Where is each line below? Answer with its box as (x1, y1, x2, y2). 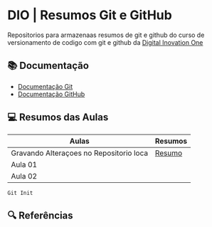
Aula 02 (11, 171, 38, 181)
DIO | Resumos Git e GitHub (7, 7, 172, 23)
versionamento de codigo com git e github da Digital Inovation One (7, 38, 203, 46)
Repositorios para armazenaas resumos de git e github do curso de (7, 31, 205, 39)
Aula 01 (11, 159, 38, 169)
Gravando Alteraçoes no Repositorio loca (11, 148, 148, 158)
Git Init (7, 189, 33, 196)
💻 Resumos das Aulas (7, 111, 109, 124)
